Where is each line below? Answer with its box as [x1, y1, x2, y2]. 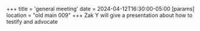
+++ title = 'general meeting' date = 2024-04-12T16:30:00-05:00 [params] [6, 5, 195, 12]
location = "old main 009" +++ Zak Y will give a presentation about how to [6, 12, 193, 19]
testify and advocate [6, 18, 58, 25]
